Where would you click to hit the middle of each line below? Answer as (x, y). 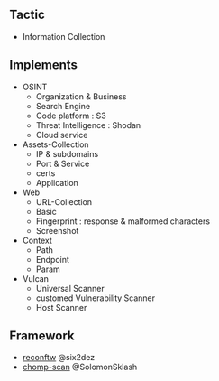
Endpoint (53, 259)
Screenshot (57, 230)
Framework (42, 336)
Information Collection (64, 36)
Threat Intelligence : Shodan (88, 125)
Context (37, 240)
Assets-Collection (55, 144)
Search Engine (63, 106)
